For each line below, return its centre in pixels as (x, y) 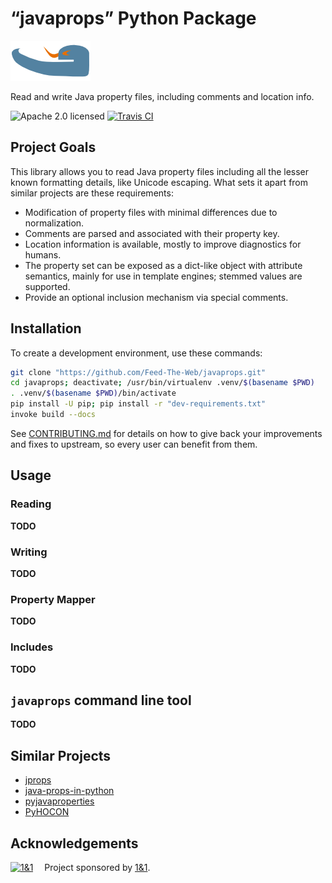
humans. (43, 254)
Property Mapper (53, 599)
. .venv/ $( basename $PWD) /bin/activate (93, 393)
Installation (46, 328)
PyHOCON (47, 812)
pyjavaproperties (59, 801)
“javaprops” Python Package (133, 18)
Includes (32, 647)
